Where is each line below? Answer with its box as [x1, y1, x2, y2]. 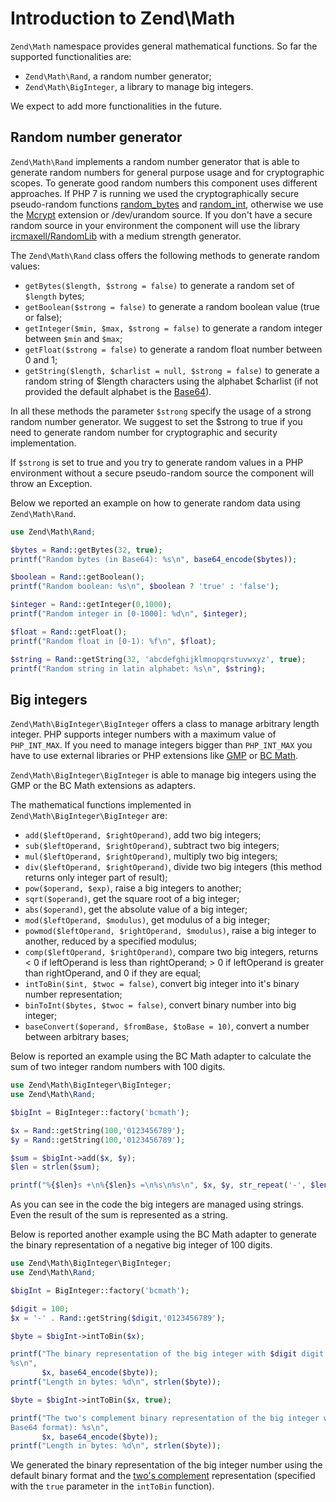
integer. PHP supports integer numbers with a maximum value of [10, 728, 277, 741]
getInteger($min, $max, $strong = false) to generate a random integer [24, 322, 323, 334]
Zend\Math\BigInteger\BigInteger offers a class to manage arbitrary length [10, 718, 320, 730]
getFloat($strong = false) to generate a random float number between [24, 343, 323, 355]
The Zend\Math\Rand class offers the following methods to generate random [10, 249, 320, 261]
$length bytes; [24, 290, 85, 302]
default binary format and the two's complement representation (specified [10, 1470, 316, 1482]
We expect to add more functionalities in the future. [10, 100, 223, 112]
